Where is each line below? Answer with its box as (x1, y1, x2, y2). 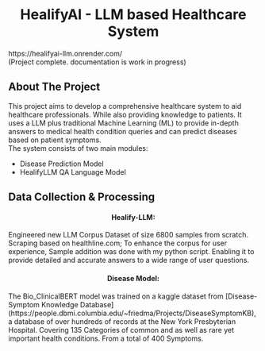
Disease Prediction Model (19, 159, 105, 168)
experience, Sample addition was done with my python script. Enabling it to (8, 247, 255, 256)
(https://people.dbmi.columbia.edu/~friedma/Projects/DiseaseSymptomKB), (8, 308, 256, 318)
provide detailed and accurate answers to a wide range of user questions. (8, 256, 250, 265)
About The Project (8, 80, 101, 94)
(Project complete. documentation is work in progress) (8, 57, 186, 67)
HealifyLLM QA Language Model (19, 167, 127, 176)
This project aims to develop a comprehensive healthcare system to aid (8, 101, 242, 110)
